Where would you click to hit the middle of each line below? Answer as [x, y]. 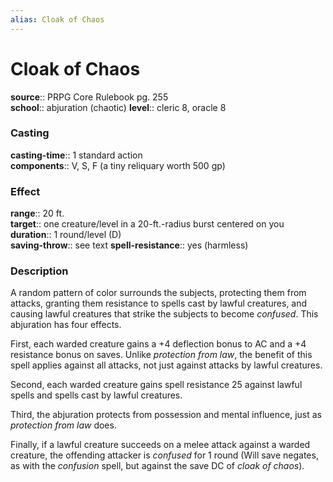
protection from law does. [63, 425]
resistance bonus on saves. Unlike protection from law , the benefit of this [161, 355]
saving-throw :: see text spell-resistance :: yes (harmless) [129, 245]
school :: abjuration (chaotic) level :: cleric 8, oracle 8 [118, 107]
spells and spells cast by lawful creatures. [96, 395]
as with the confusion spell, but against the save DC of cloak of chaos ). [157, 466]
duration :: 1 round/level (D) [66, 235]
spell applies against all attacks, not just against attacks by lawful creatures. [166, 365]
